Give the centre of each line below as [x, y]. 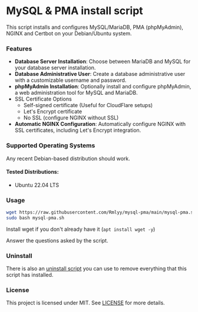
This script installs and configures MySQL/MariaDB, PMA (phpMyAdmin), [95, 27]
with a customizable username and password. [70, 80]
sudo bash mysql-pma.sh [35, 218]
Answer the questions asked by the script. [57, 240]
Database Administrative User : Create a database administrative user [100, 74]
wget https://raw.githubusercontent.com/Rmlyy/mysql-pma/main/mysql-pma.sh [101, 213]
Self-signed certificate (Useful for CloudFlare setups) [88, 105]
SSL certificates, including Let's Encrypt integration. [78, 130]
